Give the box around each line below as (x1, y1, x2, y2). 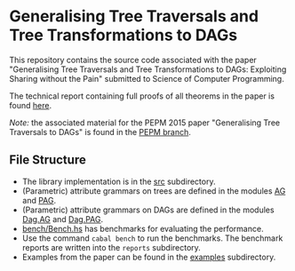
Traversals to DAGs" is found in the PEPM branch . (9, 126, 191, 137)
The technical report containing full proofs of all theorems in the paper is (9, 91, 275, 101)
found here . (9, 100, 52, 110)
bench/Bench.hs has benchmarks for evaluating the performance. (21, 223, 264, 234)
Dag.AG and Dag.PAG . (21, 213, 104, 224)
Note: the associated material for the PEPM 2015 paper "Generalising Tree (9, 117, 281, 128)
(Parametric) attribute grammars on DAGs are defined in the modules (21, 204, 275, 215)
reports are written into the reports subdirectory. (21, 242, 202, 252)
